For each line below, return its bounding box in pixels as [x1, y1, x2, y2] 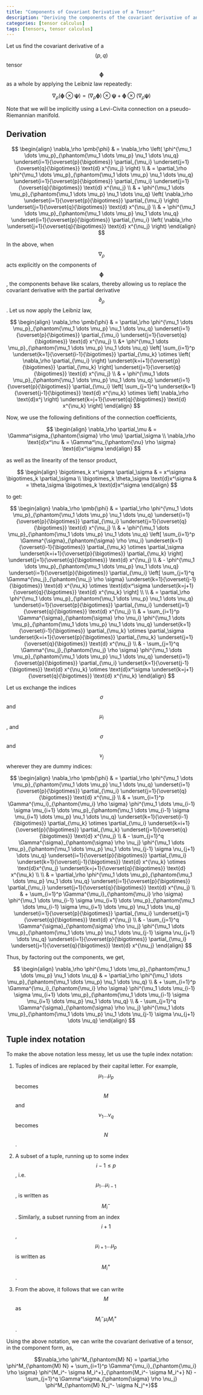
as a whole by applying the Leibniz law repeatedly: [6, 80, 132, 88]
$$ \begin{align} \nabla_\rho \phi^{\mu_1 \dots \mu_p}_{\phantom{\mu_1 [13, 965, 190, 973]
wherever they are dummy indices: [6, 763, 92, 770]
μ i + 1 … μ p [95, 1242, 117, 1250]
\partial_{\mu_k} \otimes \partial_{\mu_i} [47, 819, 147, 827]
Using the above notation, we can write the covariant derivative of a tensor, [6, 1337, 193, 1345]
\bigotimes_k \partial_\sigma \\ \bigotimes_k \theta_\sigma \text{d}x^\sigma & [6, 475, 197, 482]
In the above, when [6, 241, 54, 248]
